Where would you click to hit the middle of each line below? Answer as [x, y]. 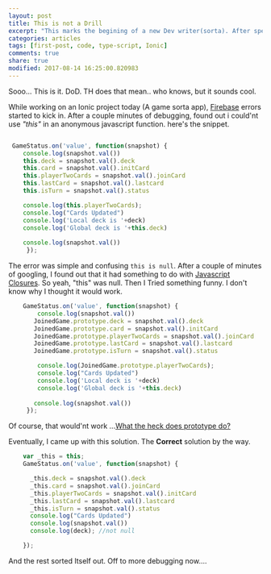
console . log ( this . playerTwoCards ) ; [83, 205]
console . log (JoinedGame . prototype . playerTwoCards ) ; [126, 366]
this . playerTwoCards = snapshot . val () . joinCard [104, 176]
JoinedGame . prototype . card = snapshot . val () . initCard [126, 329]
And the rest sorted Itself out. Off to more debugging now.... [108, 560]
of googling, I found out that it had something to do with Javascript [119, 274]
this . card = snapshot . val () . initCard [86, 168]
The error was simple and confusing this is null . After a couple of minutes [135, 266]
